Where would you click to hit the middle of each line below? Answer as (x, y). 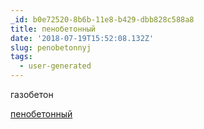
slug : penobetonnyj (51, 47)
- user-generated (55, 66)
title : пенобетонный (53, 29)
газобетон (32, 94)
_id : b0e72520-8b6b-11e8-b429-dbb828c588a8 (102, 19)
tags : (21, 57)
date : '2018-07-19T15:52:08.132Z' (82, 38)
